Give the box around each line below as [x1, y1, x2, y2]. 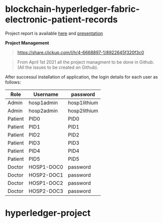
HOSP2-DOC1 [29, 172, 63, 178]
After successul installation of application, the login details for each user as [5, 74, 158, 80]
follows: [5, 79, 21, 85]
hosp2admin [29, 107, 58, 114]
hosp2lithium [68, 107, 98, 114]
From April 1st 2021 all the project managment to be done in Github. [17, 59, 155, 65]
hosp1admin [29, 99, 58, 106]
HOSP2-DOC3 [29, 187, 63, 194]
